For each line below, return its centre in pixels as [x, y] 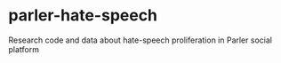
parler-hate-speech [83, 16]
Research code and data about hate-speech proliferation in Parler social [140, 40]
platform [24, 49]
